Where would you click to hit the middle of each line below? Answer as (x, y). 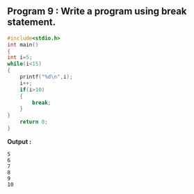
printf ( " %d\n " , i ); (46, 77)
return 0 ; (34, 122)
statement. (32, 23)
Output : (19, 141)
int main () (23, 44)
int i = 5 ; (20, 58)
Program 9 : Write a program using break (97, 11)
